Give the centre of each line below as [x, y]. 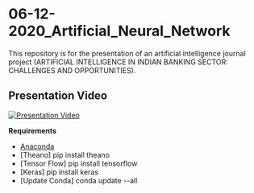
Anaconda [37, 146]
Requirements [33, 130]
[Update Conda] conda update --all [79, 180]
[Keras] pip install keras [59, 172]
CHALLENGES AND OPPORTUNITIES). [72, 70]
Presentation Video [58, 96]
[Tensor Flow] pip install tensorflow [79, 163]
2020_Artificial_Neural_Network [120, 31]
